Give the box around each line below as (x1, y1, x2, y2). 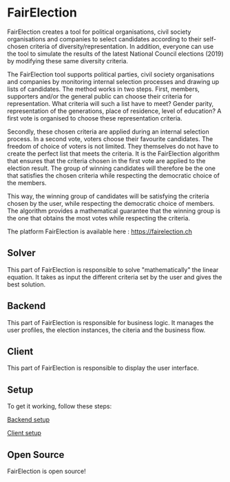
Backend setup (7, 415, 50, 424)
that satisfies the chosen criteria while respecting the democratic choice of (7, 171, 220, 180)
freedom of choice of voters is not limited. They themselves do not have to (7, 142, 219, 150)
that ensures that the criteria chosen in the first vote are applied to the (7, 156, 206, 165)
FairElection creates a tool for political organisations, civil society (7, 28, 191, 36)
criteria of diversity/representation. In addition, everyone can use (30, 42, 214, 50)
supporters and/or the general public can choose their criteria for (7, 92, 192, 101)
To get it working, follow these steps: (7, 402, 112, 410)
